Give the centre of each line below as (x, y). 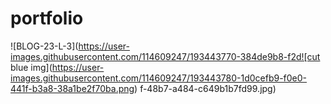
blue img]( (31, 67)
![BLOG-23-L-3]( (44, 46)
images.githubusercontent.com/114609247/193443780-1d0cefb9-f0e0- (159, 78)
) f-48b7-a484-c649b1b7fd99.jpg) (205, 88)
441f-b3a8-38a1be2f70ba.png (72, 88)
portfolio (47, 18)
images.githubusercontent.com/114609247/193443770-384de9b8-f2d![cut (165, 56)
